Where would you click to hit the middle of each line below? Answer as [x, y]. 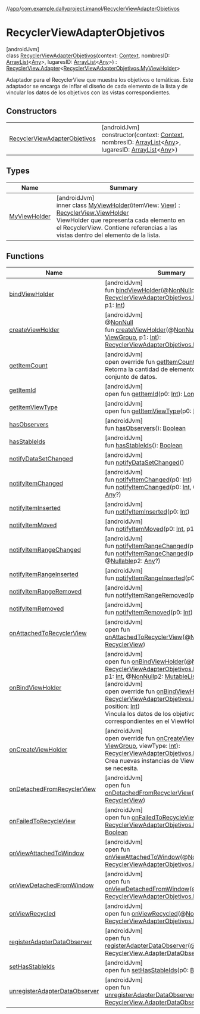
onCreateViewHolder [38, 750]
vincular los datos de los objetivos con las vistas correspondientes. [88, 92]
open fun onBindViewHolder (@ [149, 661]
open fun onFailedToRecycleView [151, 818]
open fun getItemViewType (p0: [148, 411]
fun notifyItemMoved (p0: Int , [145, 529]
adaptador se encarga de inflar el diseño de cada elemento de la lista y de [97, 86]
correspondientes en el [137, 721]
